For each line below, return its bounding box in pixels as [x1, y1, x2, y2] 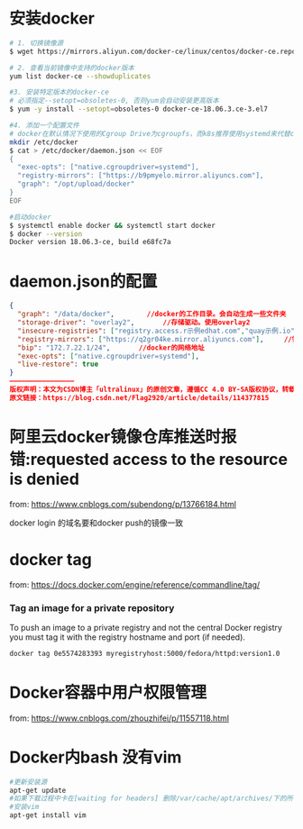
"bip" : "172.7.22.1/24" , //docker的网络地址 [17, 343, 205, 352]
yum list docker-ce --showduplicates [9, 71, 151, 81]
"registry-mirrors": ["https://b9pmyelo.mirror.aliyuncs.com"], [17, 171, 264, 180]
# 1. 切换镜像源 [9, 38, 64, 48]
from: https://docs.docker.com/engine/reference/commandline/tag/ [9, 578, 261, 590]
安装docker [9, 8, 95, 29]
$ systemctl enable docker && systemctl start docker [9, 221, 216, 230]
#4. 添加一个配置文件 [9, 121, 79, 131]
